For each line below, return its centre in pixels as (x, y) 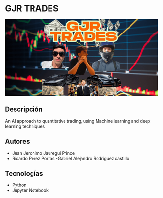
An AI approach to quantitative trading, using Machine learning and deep (78, 121)
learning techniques (25, 126)
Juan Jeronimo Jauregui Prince (43, 153)
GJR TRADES (32, 8)
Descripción (24, 109)
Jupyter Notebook (30, 190)
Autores (17, 141)
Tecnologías (24, 173)
